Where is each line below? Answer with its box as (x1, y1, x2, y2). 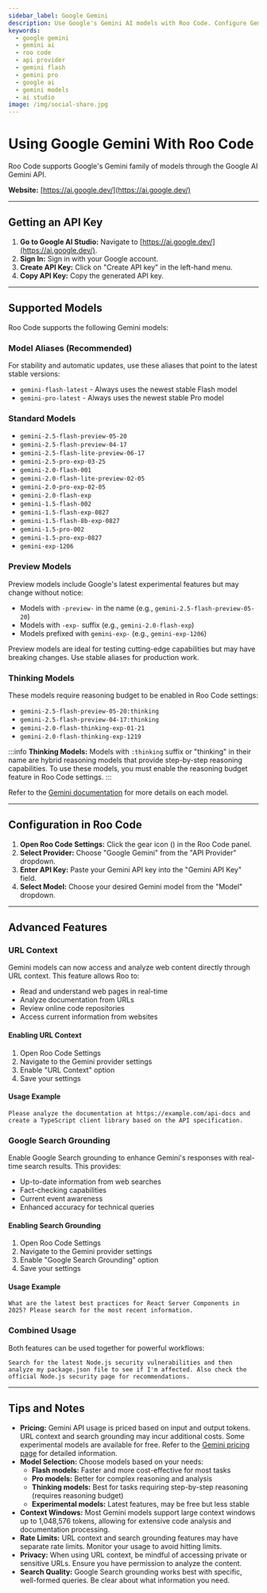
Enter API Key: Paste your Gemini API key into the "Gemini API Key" (19, 864, 242, 874)
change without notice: (8, 588, 83, 597)
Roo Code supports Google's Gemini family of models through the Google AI (8, 161, 258, 171)
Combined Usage (8, 1325, 77, 1336)
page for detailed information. (19, 1448, 118, 1457)
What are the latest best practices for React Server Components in (8, 1300, 240, 1308)
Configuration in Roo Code (8, 818, 142, 832)
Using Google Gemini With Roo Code (8, 135, 254, 153)
